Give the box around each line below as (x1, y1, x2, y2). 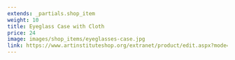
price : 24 (7, 29, 36, 37)
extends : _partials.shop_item (7, 10, 96, 17)
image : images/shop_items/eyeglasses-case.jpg (7, 36, 145, 43)
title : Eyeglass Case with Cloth (7, 23, 105, 30)
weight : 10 (7, 17, 39, 23)
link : (7, 42, 23, 49)
